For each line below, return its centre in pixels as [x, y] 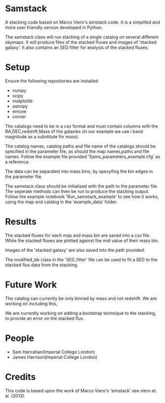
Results [21, 222]
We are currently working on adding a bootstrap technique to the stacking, [81, 313]
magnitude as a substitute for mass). [42, 136]
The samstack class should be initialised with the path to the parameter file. [82, 186]
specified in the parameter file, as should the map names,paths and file [77, 151]
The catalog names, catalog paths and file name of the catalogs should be [81, 146]
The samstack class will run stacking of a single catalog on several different [82, 37]
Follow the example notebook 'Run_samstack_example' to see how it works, [82, 196]
